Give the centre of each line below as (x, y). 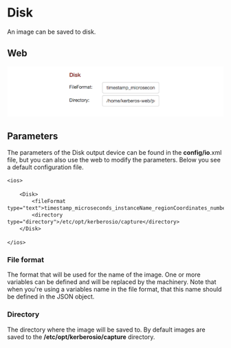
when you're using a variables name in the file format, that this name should (114, 290)
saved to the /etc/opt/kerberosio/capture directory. (81, 337)
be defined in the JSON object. (51, 296)
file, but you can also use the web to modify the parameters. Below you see (114, 160)
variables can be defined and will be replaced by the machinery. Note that (112, 282)
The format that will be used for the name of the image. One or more (104, 275)
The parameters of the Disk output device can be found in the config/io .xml (114, 153)
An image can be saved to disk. (52, 32)
